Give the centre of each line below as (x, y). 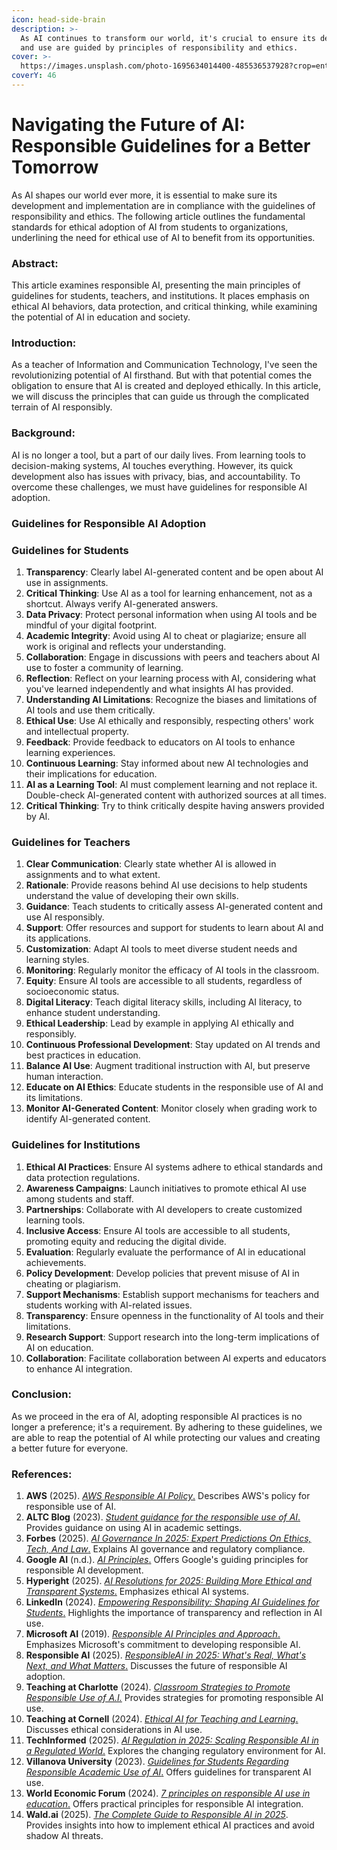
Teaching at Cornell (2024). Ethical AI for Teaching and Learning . (162, 1719)
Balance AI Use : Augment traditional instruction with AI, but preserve (168, 1066)
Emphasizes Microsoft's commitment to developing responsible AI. (163, 1645)
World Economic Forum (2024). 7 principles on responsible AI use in (168, 1793)
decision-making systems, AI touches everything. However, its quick (152, 465)
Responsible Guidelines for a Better (161, 146)
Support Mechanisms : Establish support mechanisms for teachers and (172, 1294)
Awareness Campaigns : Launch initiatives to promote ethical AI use (166, 1188)
